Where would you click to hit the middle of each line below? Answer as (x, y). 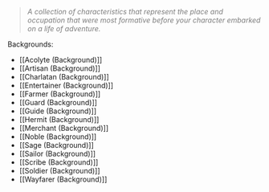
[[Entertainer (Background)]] (66, 85)
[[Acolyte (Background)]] (61, 60)
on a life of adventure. (64, 29)
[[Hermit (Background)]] (59, 119)
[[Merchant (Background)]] (64, 128)
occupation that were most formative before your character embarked (144, 20)
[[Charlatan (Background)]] (64, 77)
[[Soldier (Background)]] (60, 171)
